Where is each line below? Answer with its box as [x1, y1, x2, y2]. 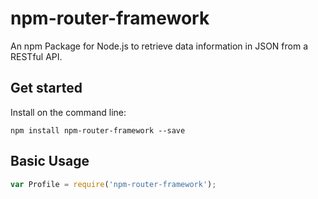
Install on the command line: [10, 106, 127, 118]
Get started [10, 80, 83, 97]
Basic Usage [10, 153, 90, 170]
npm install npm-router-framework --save [10, 125, 186, 136]
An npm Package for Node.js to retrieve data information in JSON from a [10, 40, 309, 52]
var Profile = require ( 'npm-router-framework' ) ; [10, 179, 217, 189]
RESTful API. [10, 50, 63, 62]
